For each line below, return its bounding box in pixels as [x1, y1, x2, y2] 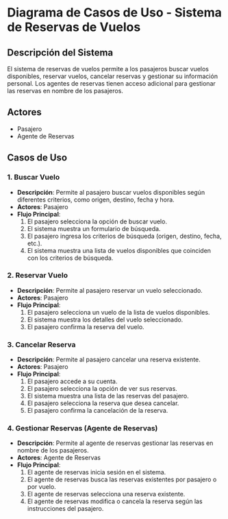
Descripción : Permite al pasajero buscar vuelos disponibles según [16, 188, 205, 196]
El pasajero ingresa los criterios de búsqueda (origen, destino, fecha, [27, 232, 223, 240]
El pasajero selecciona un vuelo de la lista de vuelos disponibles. [27, 308, 210, 316]
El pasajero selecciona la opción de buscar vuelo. [27, 217, 168, 226]
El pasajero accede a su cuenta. [27, 377, 118, 385]
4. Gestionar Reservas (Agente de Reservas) [7, 424, 158, 433]
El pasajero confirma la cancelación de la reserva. [27, 407, 168, 415]
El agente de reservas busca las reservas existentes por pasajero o [27, 475, 217, 484]
